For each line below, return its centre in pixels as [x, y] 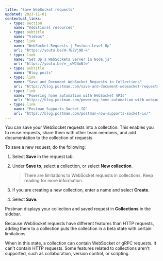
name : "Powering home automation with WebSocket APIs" [70, 95]
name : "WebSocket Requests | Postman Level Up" [63, 46]
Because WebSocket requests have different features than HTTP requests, [80, 223]
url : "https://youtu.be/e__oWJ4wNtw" [52, 64]
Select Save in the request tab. [43, 157]
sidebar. [13, 214]
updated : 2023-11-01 [26, 14]
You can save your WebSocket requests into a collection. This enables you [80, 127]
